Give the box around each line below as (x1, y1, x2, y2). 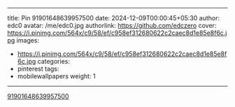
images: (16, 36, 40, 44)
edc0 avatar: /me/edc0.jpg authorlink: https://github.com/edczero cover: (7, 22, 217, 29)
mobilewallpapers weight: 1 (17, 72, 96, 80)
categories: (37, 57, 70, 65)
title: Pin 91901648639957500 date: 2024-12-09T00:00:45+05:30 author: (7, 14, 220, 22)
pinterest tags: (17, 64, 59, 73)
